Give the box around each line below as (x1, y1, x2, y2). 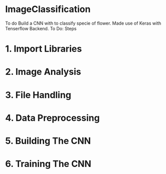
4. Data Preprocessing (5, 112, 100, 124)
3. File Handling (5, 89, 72, 101)
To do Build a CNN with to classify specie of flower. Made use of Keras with (5, 20, 161, 26)
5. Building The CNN (5, 135, 91, 146)
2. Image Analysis (5, 66, 81, 77)
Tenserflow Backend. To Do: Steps (5, 25, 77, 31)
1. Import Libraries (5, 43, 82, 55)
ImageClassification (5, 4, 91, 15)
